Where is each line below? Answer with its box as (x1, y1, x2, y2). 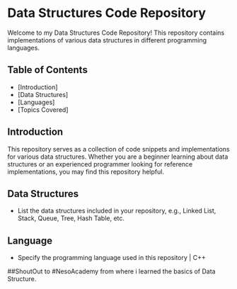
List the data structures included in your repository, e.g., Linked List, (17, 207, 216, 215)
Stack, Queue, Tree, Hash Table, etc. (17, 214, 125, 222)
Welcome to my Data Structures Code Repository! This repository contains (7, 28, 225, 37)
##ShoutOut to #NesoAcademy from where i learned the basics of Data (7, 267, 216, 276)
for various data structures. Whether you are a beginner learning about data (7, 152, 229, 161)
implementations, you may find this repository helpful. (7, 167, 165, 176)
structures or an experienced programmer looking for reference (7, 159, 193, 168)
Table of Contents (7, 64, 88, 76)
